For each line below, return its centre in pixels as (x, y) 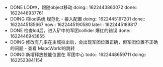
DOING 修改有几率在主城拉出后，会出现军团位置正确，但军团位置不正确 (84, 42)
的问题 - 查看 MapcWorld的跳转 (43, 48)
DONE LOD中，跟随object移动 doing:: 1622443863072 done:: (74, 7)
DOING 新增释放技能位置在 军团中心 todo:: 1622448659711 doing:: (78, 54)
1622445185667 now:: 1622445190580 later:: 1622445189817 (73, 24)
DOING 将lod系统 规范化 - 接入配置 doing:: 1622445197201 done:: (78, 19)
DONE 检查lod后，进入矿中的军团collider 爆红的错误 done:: (71, 30)
